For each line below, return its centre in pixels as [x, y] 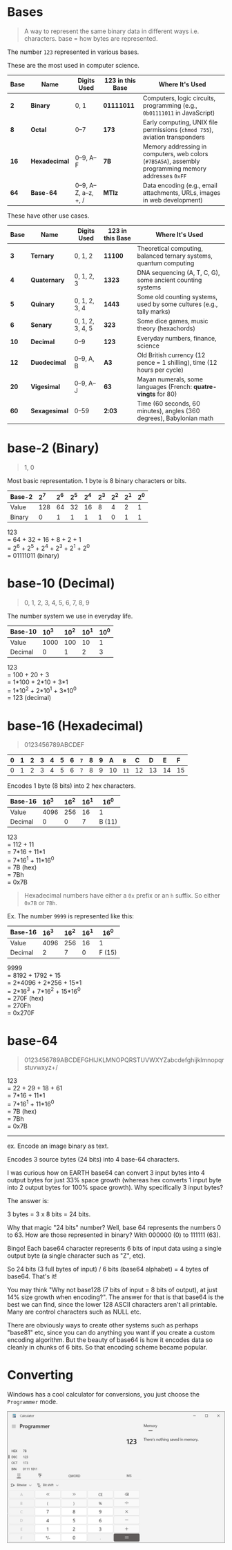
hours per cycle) [161, 370]
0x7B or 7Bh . [40, 903]
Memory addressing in [175, 147]
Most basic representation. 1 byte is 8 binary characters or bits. [97, 480]
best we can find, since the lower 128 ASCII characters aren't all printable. [112, 1304]
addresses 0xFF [165, 176]
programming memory [175, 169]
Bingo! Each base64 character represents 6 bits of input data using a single [115, 1248]
